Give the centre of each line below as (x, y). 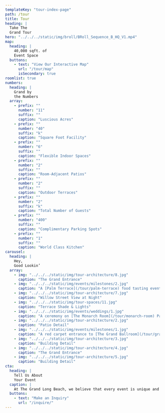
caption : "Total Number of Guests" (55, 211)
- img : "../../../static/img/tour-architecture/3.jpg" (71, 339)
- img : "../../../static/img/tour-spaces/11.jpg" (66, 302)
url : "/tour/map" (36, 69)
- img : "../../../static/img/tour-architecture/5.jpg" (71, 357)
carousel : (15, 252)
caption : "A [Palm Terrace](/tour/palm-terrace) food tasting (83, 289)
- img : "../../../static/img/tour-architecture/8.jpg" (71, 275)
